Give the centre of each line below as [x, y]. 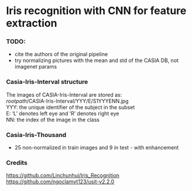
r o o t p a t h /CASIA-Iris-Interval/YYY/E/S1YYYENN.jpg [67, 101]
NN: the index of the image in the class [53, 120]
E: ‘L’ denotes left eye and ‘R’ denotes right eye [63, 113]
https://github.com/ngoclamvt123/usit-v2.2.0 [60, 182]
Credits [17, 163]
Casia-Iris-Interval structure [47, 82]
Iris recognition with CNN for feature [96, 11]
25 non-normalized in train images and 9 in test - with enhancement [97, 148]
